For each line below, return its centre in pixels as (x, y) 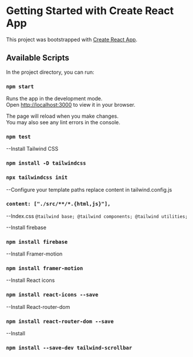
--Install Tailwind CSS (32, 149)
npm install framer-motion (45, 268)
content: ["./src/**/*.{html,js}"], (58, 204)
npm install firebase (37, 242)
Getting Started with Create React (90, 11)
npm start (20, 86)
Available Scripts (38, 58)
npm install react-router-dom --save (60, 321)
